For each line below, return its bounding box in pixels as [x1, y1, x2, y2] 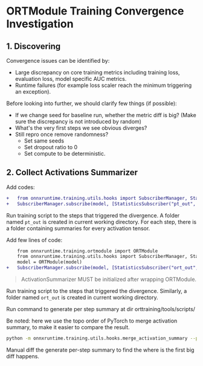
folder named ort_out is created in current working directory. [6, 294, 158, 301]
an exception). [14, 88, 51, 95]
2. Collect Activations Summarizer [6, 167, 138, 178]
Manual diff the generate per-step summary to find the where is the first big [6, 346, 195, 353]
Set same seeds [24, 137, 65, 144]
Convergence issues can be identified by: [6, 57, 110, 64]
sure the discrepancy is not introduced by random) [14, 118, 142, 125]
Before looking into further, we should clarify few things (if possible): [6, 100, 177, 107]
